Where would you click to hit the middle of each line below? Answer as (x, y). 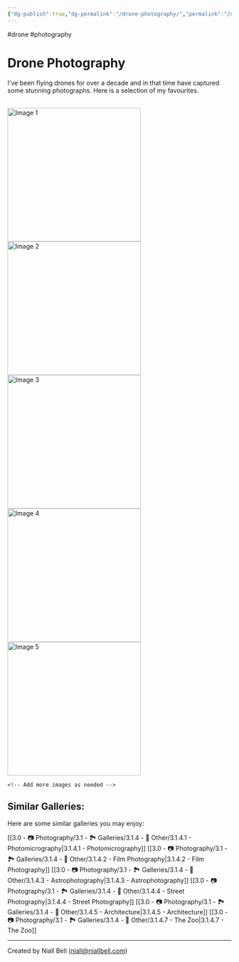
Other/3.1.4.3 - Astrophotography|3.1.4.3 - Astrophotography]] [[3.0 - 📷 (112, 881)
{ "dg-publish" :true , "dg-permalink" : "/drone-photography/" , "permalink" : (116, 14)
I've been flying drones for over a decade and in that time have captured (113, 83)
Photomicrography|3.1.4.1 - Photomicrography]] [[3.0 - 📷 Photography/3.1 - (117, 849)
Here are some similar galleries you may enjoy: (76, 824)
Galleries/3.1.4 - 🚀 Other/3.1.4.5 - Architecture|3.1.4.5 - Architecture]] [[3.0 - (118, 912)
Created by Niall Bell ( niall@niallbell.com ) (68, 951)
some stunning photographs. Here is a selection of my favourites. (103, 90)
